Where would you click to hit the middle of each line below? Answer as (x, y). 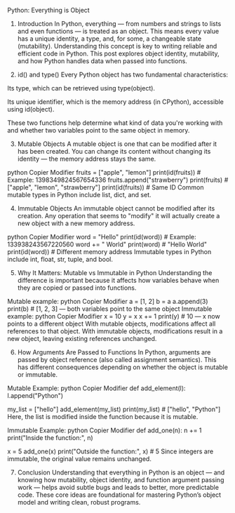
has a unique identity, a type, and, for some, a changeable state (109, 39)
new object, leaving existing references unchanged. (82, 339)
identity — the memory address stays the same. (87, 159)
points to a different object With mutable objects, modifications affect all (112, 324)
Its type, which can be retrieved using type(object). (81, 88)
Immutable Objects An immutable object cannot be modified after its (116, 208)
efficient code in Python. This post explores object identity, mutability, (118, 53)
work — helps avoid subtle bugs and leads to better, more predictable (118, 487)
